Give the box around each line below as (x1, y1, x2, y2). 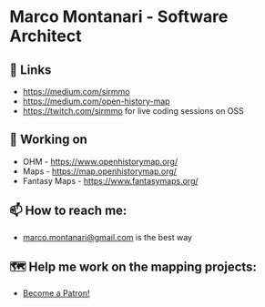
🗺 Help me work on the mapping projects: (9, 260, 258, 275)
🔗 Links (9, 62, 52, 77)
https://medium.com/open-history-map (22, 96, 170, 107)
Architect (9, 26, 82, 46)
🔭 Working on (9, 132, 88, 148)
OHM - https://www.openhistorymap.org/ (22, 156, 178, 167)
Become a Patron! (22, 288, 90, 299)
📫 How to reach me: (9, 203, 127, 219)
